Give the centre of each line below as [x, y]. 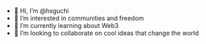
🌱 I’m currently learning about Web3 [66, 25]
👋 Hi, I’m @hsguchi [41, 11]
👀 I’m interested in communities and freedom [79, 18]
